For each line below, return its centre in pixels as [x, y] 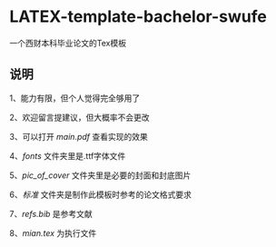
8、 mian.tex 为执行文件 [53, 232]
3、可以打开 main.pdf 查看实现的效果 [79, 136]
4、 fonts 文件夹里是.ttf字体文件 [68, 155]
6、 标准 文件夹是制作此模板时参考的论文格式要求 [101, 194]
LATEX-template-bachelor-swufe [138, 17]
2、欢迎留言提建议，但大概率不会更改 [79, 117]
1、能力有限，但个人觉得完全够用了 [75, 98]
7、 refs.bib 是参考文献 [51, 213]
